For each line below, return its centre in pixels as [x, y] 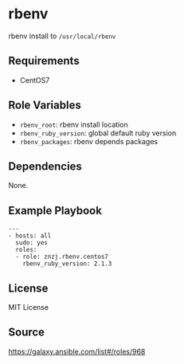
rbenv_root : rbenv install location [74, 124]
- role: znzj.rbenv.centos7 [62, 257]
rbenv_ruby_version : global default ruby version [98, 133]
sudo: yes [31, 243]
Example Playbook [55, 211]
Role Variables [45, 106]
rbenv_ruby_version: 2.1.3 [67, 264]
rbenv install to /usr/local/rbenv [62, 36]
